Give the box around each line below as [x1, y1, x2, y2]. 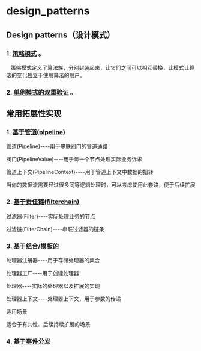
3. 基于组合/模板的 [6, 242, 59, 250]
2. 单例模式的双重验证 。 [6, 88, 77, 96]
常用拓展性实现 [6, 108, 62, 119]
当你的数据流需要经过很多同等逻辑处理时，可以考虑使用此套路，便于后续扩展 [6, 181, 196, 188]
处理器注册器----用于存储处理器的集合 [6, 257, 100, 264]
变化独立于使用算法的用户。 [16, 71, 85, 79]
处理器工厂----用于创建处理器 [6, 270, 79, 277]
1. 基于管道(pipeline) [6, 128, 66, 137]
